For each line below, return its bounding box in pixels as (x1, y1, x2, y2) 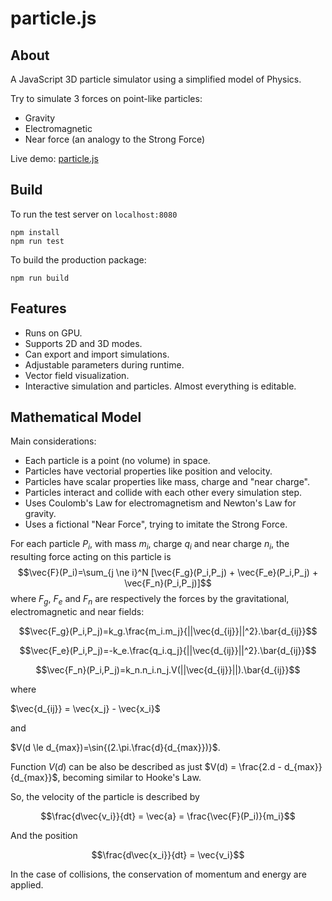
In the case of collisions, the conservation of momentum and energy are (10, 868, 307, 881)
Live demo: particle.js (10, 153, 99, 164)
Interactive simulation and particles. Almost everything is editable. (24, 380, 297, 392)
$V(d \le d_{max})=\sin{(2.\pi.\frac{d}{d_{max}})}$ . (10, 742, 221, 754)
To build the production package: (10, 253, 147, 266)
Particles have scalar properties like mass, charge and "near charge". (24, 476, 311, 488)
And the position (10, 830, 78, 842)
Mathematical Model (10, 409, 142, 426)
